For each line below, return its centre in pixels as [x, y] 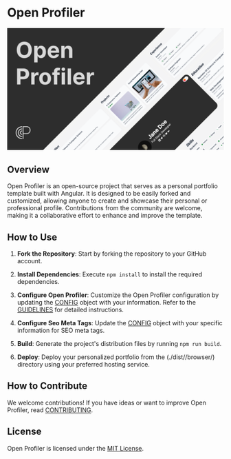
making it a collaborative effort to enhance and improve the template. [105, 216]
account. [30, 261]
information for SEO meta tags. [61, 330]
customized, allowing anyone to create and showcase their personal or [107, 201]
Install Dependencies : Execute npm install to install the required [110, 274]
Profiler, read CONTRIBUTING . [50, 410]
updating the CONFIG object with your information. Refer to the [106, 303]
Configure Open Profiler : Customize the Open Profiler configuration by [118, 295]
